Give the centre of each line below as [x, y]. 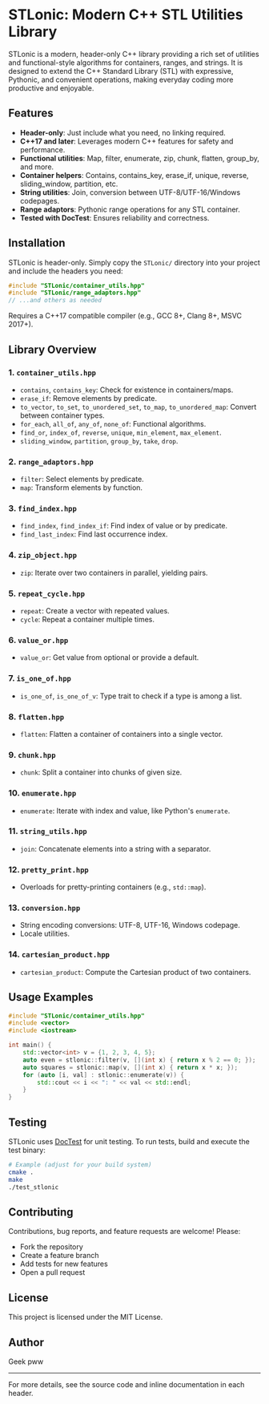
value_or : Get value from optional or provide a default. [109, 657]
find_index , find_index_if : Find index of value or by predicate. [124, 526]
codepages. [40, 200]
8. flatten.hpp [36, 717]
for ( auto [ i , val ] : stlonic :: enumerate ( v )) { [104, 1075]
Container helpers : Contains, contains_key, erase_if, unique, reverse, [134, 175]
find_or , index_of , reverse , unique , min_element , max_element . [120, 432]
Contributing [41, 1212]
